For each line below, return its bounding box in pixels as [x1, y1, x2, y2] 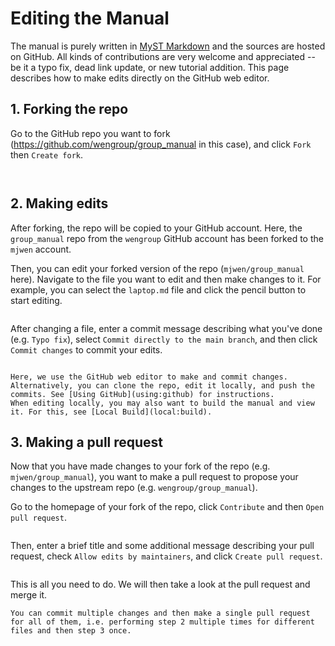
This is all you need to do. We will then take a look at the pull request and [10, 578, 311, 591]
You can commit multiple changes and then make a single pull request [10, 608, 311, 619]
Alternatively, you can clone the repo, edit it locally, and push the [10, 380, 315, 391]
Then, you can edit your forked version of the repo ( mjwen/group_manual [10, 262, 305, 274]
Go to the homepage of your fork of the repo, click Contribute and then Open [10, 501, 325, 513]
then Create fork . [10, 148, 84, 161]
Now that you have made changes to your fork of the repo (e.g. [10, 460, 271, 472]
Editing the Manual [10, 7, 170, 30]
